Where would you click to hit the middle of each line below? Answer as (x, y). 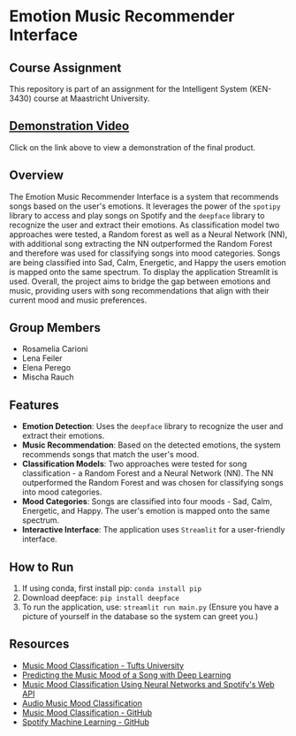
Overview (37, 176)
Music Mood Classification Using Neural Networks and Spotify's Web (148, 684)
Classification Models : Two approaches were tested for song (134, 464)
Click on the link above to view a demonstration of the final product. (133, 147)
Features (34, 405)
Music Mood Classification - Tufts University (102, 665)
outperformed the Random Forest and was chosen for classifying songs (153, 483)
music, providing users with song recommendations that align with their (139, 290)
